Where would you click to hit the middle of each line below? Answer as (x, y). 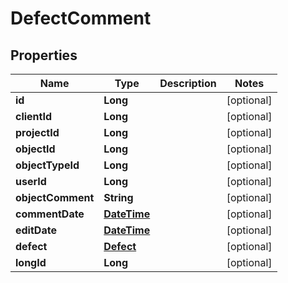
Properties (44, 55)
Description (188, 83)
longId (31, 262)
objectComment (55, 197)
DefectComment (81, 18)
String (118, 197)
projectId (37, 132)
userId (31, 181)
